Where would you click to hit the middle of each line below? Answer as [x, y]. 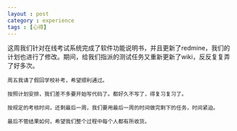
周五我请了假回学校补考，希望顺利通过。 [57, 81]
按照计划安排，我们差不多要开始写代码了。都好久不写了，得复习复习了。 [97, 94]
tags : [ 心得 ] [27, 27]
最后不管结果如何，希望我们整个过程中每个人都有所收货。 [79, 122]
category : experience [41, 21]
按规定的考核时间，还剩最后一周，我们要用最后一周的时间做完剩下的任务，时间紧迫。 [113, 108]
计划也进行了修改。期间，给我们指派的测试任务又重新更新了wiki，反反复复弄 [119, 57]
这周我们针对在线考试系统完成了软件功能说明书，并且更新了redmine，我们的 [119, 48]
